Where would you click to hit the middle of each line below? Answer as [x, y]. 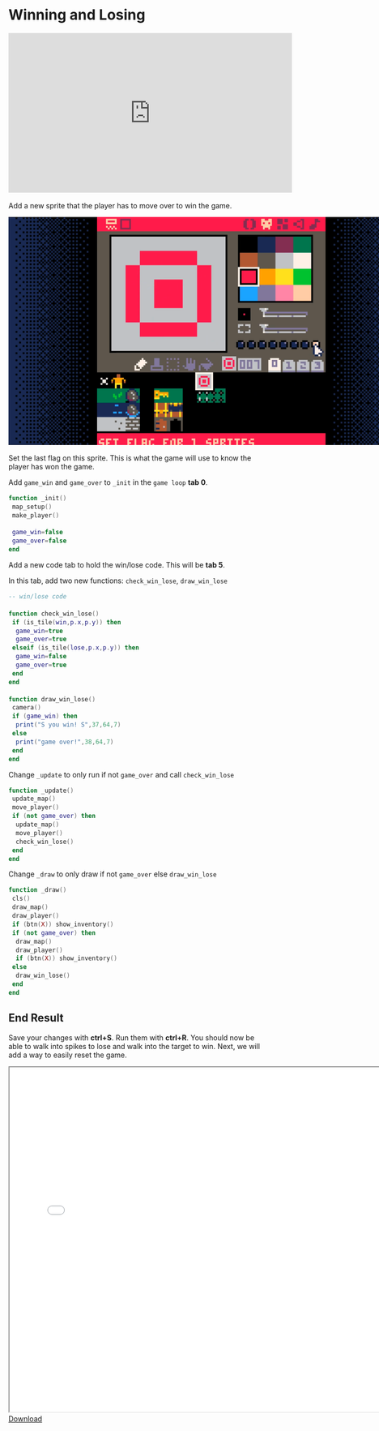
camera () [27, 708]
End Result [36, 1018]
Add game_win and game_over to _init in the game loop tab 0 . [108, 482]
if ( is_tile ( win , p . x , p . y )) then [66, 622]
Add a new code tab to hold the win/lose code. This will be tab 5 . [117, 565]
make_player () [36, 515]
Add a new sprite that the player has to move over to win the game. [120, 205]
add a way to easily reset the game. [68, 1055]
